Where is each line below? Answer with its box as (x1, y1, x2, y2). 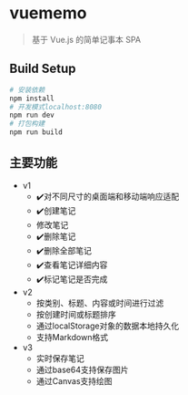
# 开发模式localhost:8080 (9, 102, 103, 111)
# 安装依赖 (9, 85, 45, 94)
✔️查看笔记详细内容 (35, 259, 108, 270)
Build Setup (9, 61, 76, 77)
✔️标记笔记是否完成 (35, 273, 108, 285)
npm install (9, 94, 54, 103)
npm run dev (9, 110, 54, 120)
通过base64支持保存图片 (35, 364, 129, 375)
